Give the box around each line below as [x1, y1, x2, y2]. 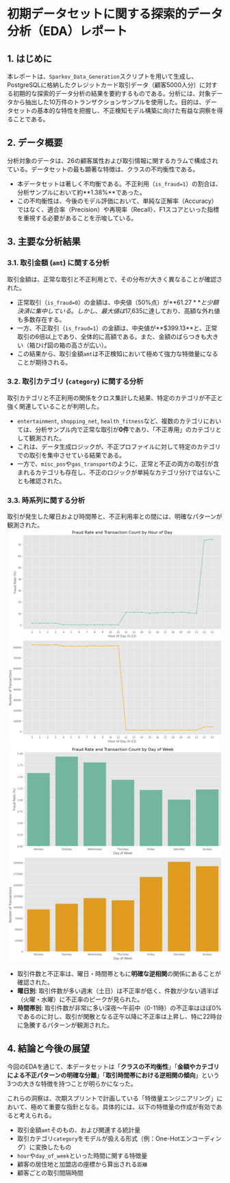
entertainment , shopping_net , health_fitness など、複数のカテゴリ [16, 416, 204, 425]
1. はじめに [7, 53, 53, 64]
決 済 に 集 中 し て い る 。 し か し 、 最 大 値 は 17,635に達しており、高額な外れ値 [16, 306, 220, 315]
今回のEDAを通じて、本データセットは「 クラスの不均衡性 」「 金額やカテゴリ [7, 1062, 220, 1071]
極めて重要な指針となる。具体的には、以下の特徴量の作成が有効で [30, 1102, 217, 1110]
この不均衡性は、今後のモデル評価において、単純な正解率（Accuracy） [16, 197, 218, 205]
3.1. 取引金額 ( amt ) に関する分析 [7, 258, 110, 268]
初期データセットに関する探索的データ [7, 6, 224, 22]
